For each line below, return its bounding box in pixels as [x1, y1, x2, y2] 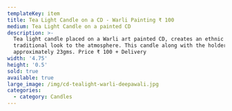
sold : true [7, 68, 39, 74]
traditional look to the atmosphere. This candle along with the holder [13, 42, 227, 49]
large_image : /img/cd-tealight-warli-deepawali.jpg [7, 81, 159, 88]
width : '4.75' [7, 55, 48, 62]
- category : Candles [13, 94, 72, 101]
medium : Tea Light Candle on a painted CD [7, 23, 131, 30]
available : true [7, 74, 54, 81]
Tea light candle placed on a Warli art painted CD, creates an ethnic [13, 36, 224, 43]
